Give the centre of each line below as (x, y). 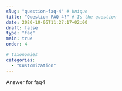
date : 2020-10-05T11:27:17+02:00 (47, 22)
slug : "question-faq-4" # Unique (47, 11)
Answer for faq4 (26, 82)
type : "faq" (21, 33)
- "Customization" (34, 65)
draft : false (22, 28)
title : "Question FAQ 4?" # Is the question (61, 17)
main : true (19, 38)
